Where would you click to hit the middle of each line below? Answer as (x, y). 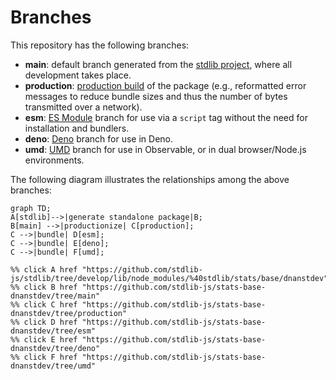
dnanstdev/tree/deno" (55, 348)
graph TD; (31, 208)
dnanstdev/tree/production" (69, 313)
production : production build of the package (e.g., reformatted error (165, 85)
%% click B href (44, 287)
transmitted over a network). (83, 107)
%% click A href (44, 269)
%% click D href (44, 322)
